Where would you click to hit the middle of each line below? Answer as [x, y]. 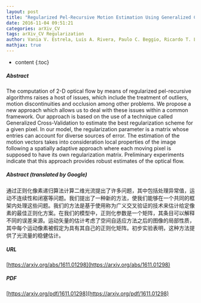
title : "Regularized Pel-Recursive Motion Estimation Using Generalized [99, 17]
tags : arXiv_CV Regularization [45, 34]
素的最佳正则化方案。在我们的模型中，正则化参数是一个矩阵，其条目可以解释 [100, 213]
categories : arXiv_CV [33, 28]
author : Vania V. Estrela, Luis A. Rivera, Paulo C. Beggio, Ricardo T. [99, 40]
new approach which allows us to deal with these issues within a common [97, 110]
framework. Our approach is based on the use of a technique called [90, 116]
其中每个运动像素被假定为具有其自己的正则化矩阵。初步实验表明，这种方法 [98, 228]
